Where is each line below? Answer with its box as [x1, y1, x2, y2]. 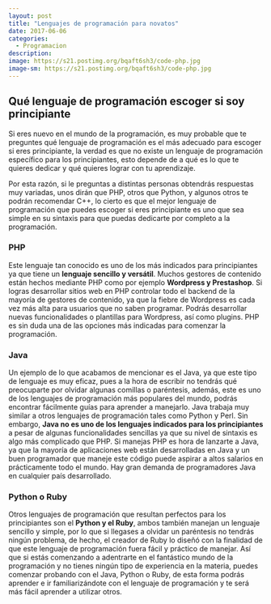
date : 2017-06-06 [8, 27, 67, 35]
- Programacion [15, 42, 67, 50]
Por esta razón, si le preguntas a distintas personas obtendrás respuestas [8, 179, 254, 189]
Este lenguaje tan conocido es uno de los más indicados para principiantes [8, 260, 258, 270]
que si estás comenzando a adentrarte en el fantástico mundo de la [8, 552, 234, 563]
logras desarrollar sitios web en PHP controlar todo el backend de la [8, 286, 235, 296]
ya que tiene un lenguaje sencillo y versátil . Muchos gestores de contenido [8, 269, 261, 279]
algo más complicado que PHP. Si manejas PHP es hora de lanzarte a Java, [8, 436, 260, 446]
